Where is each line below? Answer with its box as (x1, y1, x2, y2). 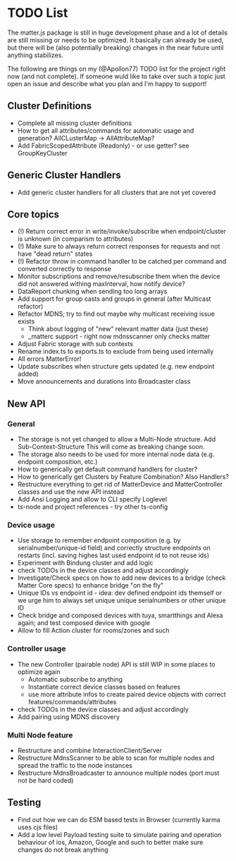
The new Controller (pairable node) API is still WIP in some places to (17, 660, 216, 668)
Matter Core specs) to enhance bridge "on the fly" (17, 581, 164, 590)
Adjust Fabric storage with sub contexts (17, 340, 134, 348)
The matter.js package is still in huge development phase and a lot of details (7, 28, 228, 37)
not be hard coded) (17, 776, 74, 785)
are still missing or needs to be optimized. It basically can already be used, (7, 35, 224, 44)
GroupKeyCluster (17, 148, 68, 157)
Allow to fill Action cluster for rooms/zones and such (17, 627, 170, 635)
